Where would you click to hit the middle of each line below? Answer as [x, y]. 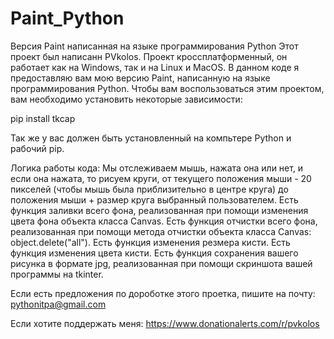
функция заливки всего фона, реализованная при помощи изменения [159, 210]
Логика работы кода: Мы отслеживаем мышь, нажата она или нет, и [157, 168]
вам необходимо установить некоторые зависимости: [126, 99]
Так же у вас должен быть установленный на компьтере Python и [151, 138]
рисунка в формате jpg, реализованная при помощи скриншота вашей [161, 263]
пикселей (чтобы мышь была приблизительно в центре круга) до [149, 189]
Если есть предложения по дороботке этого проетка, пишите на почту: [163, 293]
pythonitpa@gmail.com [58, 304]
